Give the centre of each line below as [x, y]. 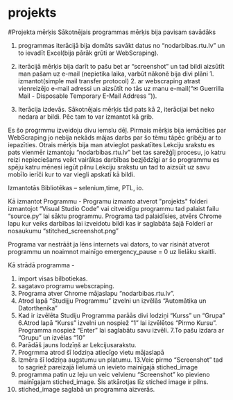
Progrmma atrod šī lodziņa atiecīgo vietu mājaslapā [91, 352]
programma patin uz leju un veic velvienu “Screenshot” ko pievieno [114, 374]
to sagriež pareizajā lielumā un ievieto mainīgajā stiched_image [108, 367]
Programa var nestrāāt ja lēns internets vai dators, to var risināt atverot [109, 244]
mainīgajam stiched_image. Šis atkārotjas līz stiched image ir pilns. [113, 382]
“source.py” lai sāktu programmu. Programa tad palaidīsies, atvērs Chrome [115, 216]
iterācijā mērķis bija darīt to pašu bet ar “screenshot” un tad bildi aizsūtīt [121, 66]
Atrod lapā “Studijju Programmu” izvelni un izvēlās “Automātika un [112, 301]
